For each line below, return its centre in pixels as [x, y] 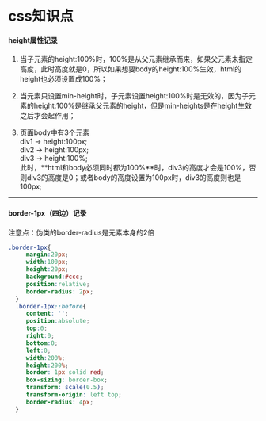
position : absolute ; [58, 321]
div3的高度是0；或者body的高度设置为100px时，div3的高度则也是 [134, 178]
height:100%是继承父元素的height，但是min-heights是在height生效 [142, 106]
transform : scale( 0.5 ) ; [65, 388]
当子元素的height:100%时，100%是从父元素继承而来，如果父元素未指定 [136, 59]
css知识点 [41, 16]
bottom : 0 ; [42, 343]
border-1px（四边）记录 [47, 213]
